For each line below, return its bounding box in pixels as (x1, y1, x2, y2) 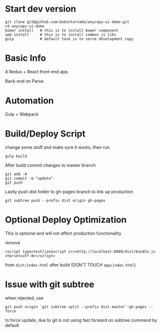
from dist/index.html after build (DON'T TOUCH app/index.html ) (5, 262, 136, 268)
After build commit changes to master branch (5, 162, 96, 168)
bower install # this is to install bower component (5, 28, 119, 33)
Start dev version (5, 3, 76, 15)
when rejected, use (5, 295, 44, 301)
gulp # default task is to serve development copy (5, 36, 134, 41)
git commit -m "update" (5, 176, 54, 181)
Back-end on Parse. (5, 78, 45, 84)
